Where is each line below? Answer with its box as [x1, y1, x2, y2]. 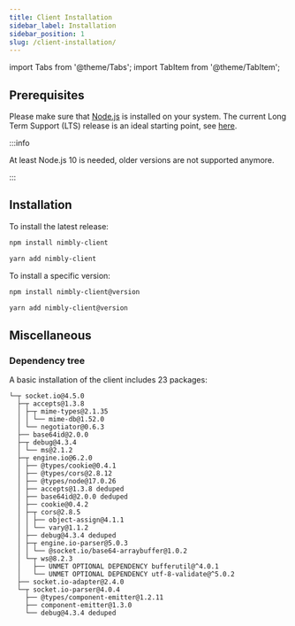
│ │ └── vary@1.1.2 [17, 523, 89, 532]
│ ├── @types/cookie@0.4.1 [17, 461, 117, 470]
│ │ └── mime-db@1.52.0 [17, 415, 104, 424]
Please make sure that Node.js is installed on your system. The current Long [9, 112, 287, 122]
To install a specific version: [9, 270, 110, 281]
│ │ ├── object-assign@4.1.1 [17, 515, 125, 525]
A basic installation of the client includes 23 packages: [9, 375, 208, 385]
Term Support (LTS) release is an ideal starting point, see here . [9, 120, 238, 131]
